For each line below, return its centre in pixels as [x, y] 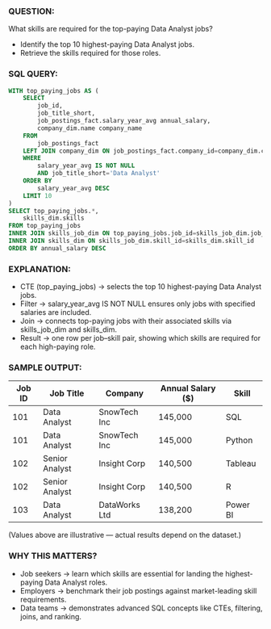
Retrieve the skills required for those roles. [90, 53]
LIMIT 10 [38, 195]
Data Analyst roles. [76, 582]
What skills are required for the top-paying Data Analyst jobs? [111, 29]
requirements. [43, 599]
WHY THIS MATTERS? [53, 556]
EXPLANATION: [40, 269]
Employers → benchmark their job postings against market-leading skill [138, 590]
